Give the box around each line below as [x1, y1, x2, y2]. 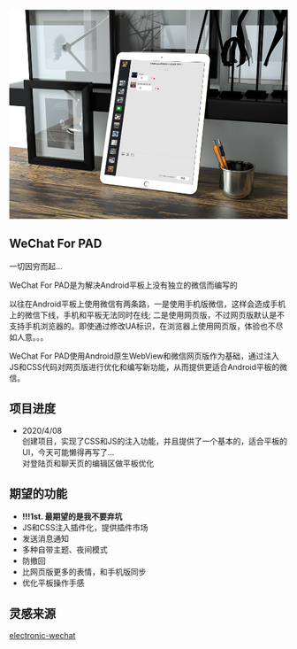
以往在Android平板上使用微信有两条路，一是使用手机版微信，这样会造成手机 [9, 298, 286, 309]
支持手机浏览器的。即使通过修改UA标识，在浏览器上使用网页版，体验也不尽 [9, 321, 284, 331]
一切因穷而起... [9, 260, 64, 271]
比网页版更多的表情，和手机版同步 [21, 567, 147, 577]
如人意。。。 [9, 331, 49, 342]
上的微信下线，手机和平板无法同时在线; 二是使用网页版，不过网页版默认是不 [9, 309, 286, 320]
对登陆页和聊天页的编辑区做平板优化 [21, 458, 155, 468]
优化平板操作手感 [21, 577, 85, 589]
